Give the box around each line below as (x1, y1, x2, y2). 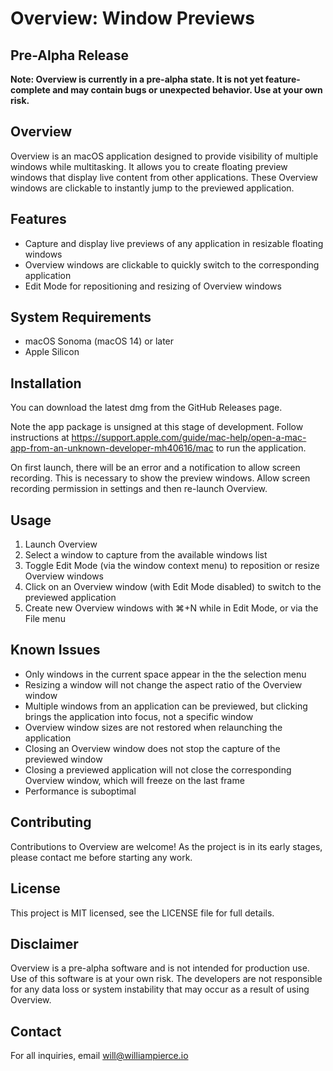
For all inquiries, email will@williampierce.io (10, 1050, 189, 1062)
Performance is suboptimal (24, 785, 137, 797)
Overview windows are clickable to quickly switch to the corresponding (24, 258, 320, 271)
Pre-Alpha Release (10, 47, 130, 64)
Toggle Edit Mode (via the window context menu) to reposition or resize (24, 560, 320, 572)
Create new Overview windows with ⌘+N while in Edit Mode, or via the (24, 602, 319, 614)
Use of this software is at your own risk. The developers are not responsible (10, 973, 323, 985)
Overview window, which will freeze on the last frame (24, 774, 245, 786)
